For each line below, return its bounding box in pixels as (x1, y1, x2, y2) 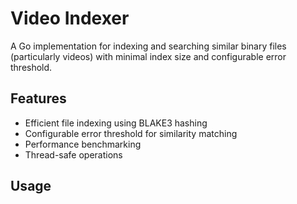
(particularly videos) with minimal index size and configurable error (10, 50, 287, 62)
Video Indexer (10, 7, 130, 30)
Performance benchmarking (24, 138, 142, 150)
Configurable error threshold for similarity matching (24, 127, 238, 139)
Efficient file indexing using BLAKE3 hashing (24, 117, 208, 129)
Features (10, 90, 67, 107)
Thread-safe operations (24, 148, 123, 161)
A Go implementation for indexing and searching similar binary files (10, 40, 287, 52)
